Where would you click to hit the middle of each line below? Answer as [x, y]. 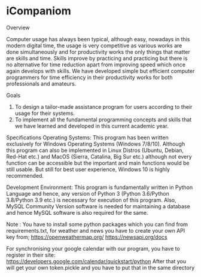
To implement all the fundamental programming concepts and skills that [103, 119]
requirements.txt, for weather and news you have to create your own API [96, 230]
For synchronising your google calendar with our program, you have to [93, 248]
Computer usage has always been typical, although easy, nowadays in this [98, 39]
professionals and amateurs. [41, 83]
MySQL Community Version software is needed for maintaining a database [98, 206]
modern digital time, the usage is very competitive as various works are [94, 45]
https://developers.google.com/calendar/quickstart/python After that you [96, 261]
